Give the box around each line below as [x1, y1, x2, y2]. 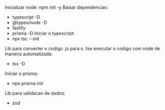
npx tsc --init [12, 35, 40, 42]
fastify [12, 25, 26, 31]
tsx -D [12, 61, 25, 66]
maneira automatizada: [5, 51, 53, 57]
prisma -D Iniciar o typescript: [12, 30, 75, 36]
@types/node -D [12, 20, 48, 25]
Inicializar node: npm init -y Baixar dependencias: [5, 5, 109, 10]
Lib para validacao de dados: [5, 90, 65, 96]
